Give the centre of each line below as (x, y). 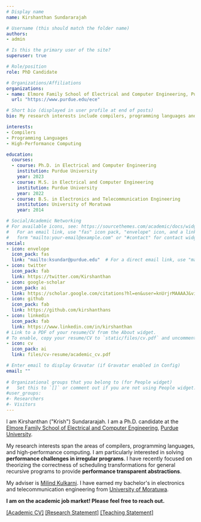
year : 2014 (31, 210)
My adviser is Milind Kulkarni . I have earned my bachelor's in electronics (95, 482)
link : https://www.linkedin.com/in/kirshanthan (72, 327)
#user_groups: (24, 393)
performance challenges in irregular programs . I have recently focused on (99, 458)
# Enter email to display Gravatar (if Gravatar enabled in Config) (93, 366)
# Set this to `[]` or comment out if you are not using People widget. (101, 388)
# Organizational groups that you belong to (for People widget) (89, 382)
